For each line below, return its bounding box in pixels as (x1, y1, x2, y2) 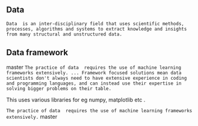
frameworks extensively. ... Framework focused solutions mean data (6, 70, 182, 76)
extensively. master (6, 113, 58, 120)
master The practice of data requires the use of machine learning (6, 63, 182, 71)
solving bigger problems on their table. (6, 85, 112, 92)
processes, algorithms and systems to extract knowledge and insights (6, 26, 187, 32)
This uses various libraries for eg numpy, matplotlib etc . (6, 96, 146, 103)
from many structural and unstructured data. (6, 31, 122, 37)
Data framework (6, 47, 69, 58)
